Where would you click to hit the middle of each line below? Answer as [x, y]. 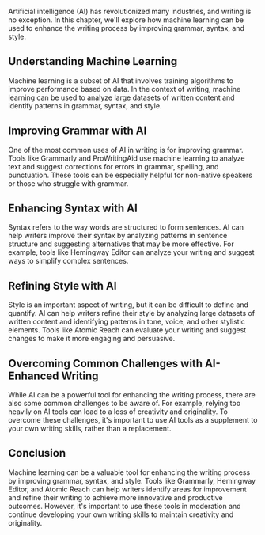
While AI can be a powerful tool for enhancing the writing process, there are [132, 395]
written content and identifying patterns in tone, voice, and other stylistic [127, 322]
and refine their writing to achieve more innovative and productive [115, 497]
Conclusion [37, 453]
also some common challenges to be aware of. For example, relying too [125, 404]
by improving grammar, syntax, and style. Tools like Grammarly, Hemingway [132, 480]
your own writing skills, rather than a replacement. [90, 429]
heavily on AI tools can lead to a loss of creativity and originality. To [118, 412]
